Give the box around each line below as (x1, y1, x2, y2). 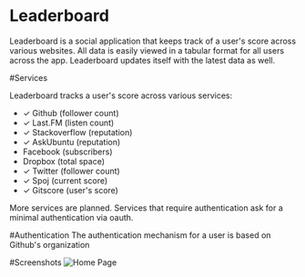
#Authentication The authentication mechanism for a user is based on (9, 229, 271, 241)
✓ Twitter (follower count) (22, 165, 120, 176)
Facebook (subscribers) (22, 146, 113, 157)
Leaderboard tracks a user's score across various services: (9, 90, 233, 101)
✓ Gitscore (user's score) (22, 184, 118, 195)
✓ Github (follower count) (22, 107, 119, 118)
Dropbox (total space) (22, 155, 105, 166)
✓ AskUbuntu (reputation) (22, 136, 121, 147)
